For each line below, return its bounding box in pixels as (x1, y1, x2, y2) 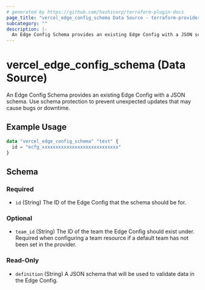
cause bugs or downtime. (6, 105, 71, 112)
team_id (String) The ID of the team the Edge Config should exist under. (15, 228, 195, 236)
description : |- (6, 26, 48, 32)
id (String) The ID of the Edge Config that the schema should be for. (15, 199, 187, 206)
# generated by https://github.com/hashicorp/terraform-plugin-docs (6, 9, 184, 15)
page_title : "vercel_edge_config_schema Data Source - (6, 15, 149, 21)
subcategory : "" (6, 20, 48, 26)
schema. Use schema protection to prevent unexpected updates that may (6, 98, 191, 105)
